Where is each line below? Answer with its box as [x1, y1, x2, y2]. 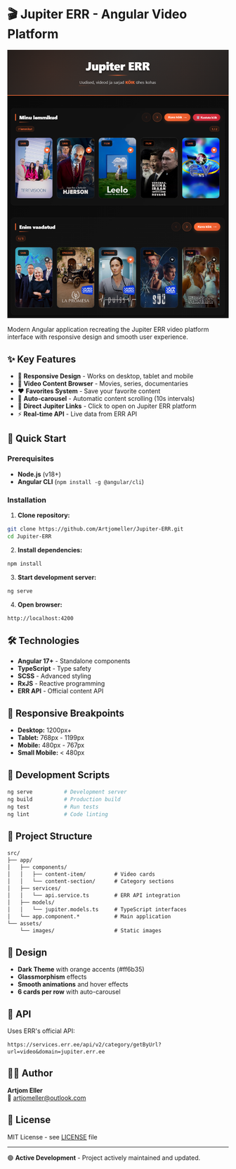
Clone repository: [17, 511, 70, 519]
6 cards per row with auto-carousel [17, 988, 121, 996]
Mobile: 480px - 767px [17, 741, 85, 750]
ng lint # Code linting [7, 810, 109, 818]
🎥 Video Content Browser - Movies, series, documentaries [17, 379, 188, 388]
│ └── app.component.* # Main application [7, 913, 171, 920]
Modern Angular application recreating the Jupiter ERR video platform [7, 326, 209, 334]
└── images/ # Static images [20, 927, 162, 934]
